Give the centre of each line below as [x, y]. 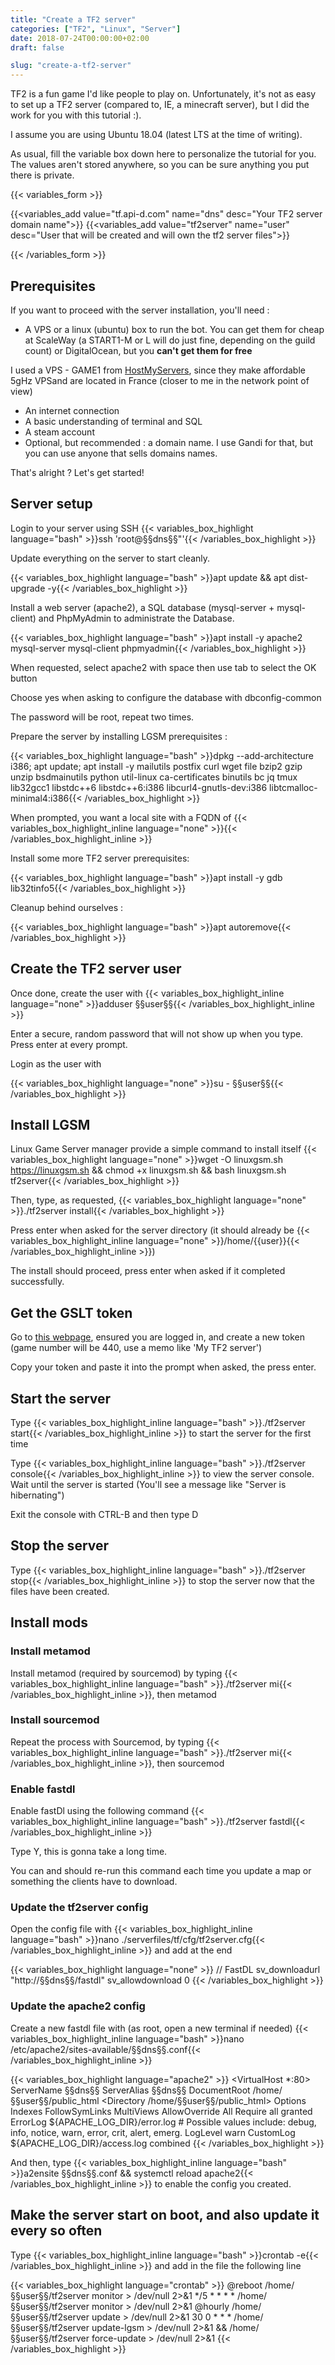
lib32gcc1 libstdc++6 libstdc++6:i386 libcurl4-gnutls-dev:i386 [139, 787]
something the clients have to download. [94, 1882]
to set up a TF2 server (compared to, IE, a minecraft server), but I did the [160, 105]
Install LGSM [50, 1124]
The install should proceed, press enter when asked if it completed [148, 1271]
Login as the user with [56, 1063]
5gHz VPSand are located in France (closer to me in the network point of [160, 380]
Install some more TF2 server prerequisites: [100, 858]
